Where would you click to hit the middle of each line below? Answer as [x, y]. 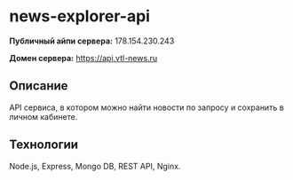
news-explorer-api [80, 16]
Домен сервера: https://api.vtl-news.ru [83, 58]
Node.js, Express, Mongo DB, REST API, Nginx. [95, 166]
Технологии [44, 145]
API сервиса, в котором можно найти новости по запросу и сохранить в [146, 107]
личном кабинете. [44, 116]
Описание [39, 86]
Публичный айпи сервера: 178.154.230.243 [92, 41]
